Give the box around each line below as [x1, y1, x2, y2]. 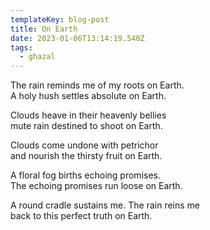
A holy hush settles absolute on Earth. [10, 90, 167, 102]
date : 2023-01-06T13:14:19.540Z [10, 33, 145, 43]
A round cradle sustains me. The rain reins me [10, 199, 200, 211]
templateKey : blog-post [10, 14, 110, 25]
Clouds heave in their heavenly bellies [10, 109, 167, 121]
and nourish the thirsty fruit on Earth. [10, 150, 163, 162]
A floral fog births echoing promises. [10, 169, 162, 181]
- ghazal [19, 52, 56, 62]
